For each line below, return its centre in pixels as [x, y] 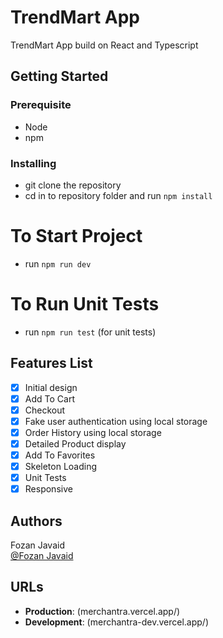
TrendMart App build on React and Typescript [104, 45]
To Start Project [76, 236]
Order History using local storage [93, 432]
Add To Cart [49, 398]
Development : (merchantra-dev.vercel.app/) [117, 622]
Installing [33, 163]
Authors [36, 521]
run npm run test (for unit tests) [90, 332]
